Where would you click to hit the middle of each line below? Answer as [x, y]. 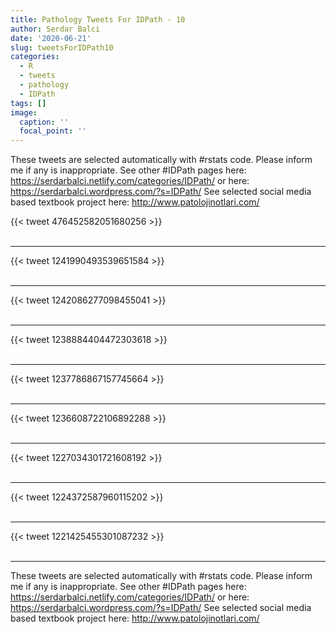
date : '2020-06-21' [51, 38]
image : [24, 112]
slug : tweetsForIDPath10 [62, 47]
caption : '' [44, 122]
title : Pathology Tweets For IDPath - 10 [98, 19]
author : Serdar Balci [55, 29]
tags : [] [28, 103]
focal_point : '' [53, 131]
